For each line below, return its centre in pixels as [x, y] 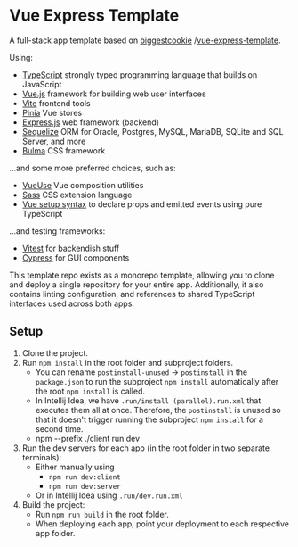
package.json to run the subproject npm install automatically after [157, 381]
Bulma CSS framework [64, 150]
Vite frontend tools [56, 103]
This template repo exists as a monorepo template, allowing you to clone [142, 275]
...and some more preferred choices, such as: [93, 168]
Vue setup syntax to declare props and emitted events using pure [142, 204]
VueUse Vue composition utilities [83, 185]
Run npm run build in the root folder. [102, 514]
